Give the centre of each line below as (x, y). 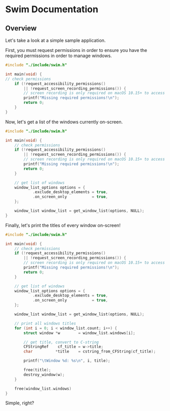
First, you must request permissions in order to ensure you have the (76, 50)
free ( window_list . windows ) (43, 389)
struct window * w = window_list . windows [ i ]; (80, 333)
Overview (21, 28)
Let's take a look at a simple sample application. (55, 40)
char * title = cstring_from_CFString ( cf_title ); (90, 352)
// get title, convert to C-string (61, 342)
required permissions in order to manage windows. (59, 56)
